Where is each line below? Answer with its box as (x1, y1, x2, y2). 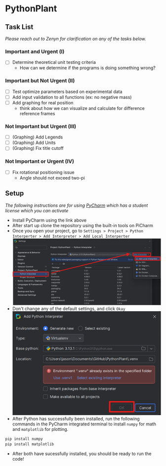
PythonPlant (5, 3, 57, 14)
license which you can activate (5, 207, 69, 213)
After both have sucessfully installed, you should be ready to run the (12, 451, 152, 457)
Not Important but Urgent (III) (5, 123, 77, 130)
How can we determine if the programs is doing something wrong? (19, 65, 156, 71)
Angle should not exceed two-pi (19, 175, 85, 181)
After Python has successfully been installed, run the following (12, 416, 140, 421)
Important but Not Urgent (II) (5, 77, 75, 84)
